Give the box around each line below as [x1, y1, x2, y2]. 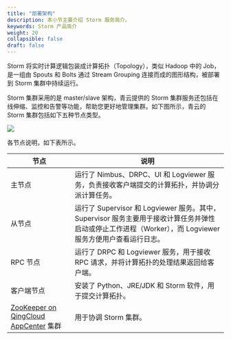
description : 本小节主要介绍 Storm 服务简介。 [7, 17, 131, 23]
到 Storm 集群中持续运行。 [7, 79, 82, 87]
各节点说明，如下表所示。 [7, 138, 80, 147]
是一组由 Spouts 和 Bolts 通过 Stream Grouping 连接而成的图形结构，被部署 [7, 70, 220, 78]
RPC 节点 [10, 257, 41, 267]
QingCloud [10, 311, 45, 321]
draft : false [7, 42, 45, 49]
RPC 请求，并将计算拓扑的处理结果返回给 [74, 257, 208, 267]
